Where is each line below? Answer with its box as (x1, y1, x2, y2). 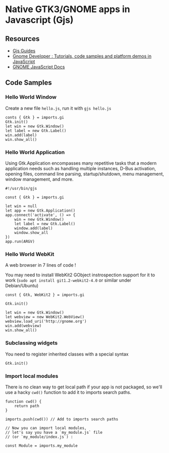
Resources (5, 34, 40, 43)
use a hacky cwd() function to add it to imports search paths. (5, 389, 132, 395)
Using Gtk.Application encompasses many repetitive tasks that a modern (5, 160, 157, 166)
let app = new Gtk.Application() (5, 208, 76, 213)
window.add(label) (14, 226, 53, 231)
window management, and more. (5, 176, 74, 182)
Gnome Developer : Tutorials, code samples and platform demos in (12, 53, 152, 59)
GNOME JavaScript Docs (12, 64, 65, 70)
